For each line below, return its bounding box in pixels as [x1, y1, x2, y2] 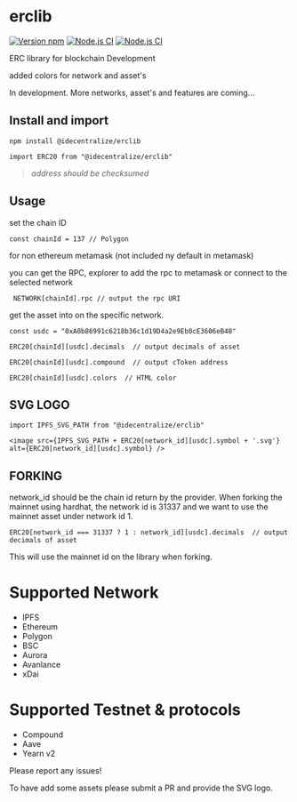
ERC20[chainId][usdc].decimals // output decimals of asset [9, 342, 241, 351]
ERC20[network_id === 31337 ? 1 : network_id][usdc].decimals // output [9, 528, 289, 537]
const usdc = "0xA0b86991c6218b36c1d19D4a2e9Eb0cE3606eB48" [9, 326, 237, 335]
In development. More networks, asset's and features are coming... [9, 87, 255, 98]
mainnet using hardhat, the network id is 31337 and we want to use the [9, 501, 269, 512]
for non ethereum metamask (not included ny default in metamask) [9, 250, 254, 261]
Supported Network [9, 582, 159, 603]
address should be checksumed [30, 167, 149, 179]
